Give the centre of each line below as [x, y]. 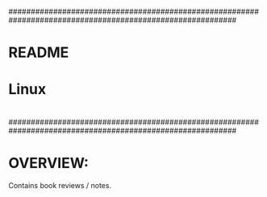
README [39, 53]
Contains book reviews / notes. [60, 185]
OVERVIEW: [48, 163]
